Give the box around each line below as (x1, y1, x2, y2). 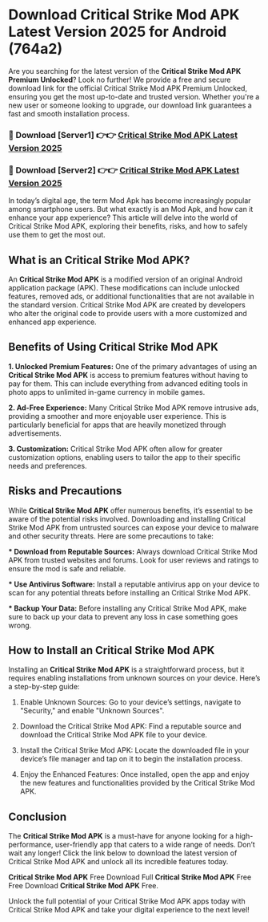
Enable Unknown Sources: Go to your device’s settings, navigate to (19, 697, 242, 707)
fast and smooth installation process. (8, 108, 130, 118)
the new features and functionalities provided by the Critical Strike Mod (19, 778, 255, 788)
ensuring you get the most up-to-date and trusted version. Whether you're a (8, 91, 260, 101)
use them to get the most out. (8, 230, 106, 240)
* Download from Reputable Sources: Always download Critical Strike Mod (8, 546, 258, 556)
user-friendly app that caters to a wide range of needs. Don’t (54, 840, 256, 850)
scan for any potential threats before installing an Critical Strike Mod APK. (8, 587, 250, 597)
